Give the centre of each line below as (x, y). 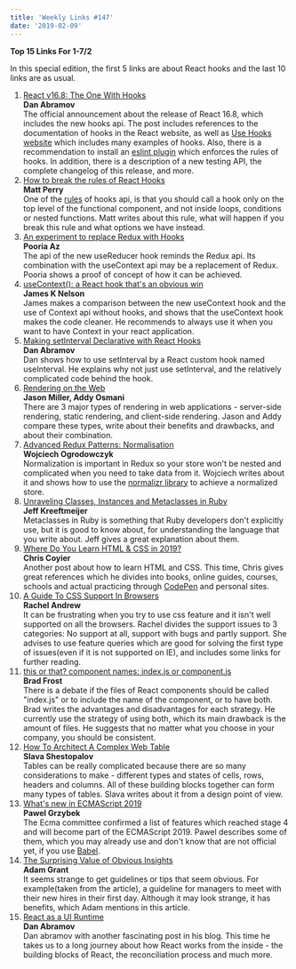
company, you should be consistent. (89, 737)
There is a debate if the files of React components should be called (146, 690)
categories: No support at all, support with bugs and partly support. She (155, 633)
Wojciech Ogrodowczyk (68, 453)
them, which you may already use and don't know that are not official (149, 841)
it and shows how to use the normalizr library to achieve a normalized (150, 482)
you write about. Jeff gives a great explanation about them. (131, 539)
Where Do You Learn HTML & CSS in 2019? (102, 549)
